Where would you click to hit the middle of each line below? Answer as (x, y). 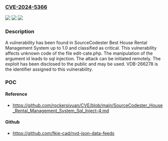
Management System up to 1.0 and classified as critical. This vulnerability (81, 48)
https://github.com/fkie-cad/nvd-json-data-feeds (63, 133)
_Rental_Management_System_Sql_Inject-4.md (61, 110)
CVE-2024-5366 (26, 7)
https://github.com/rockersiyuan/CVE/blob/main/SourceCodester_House (88, 105)
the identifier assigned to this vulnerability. (49, 69)
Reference (16, 94)
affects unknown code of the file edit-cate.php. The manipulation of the (79, 53)
